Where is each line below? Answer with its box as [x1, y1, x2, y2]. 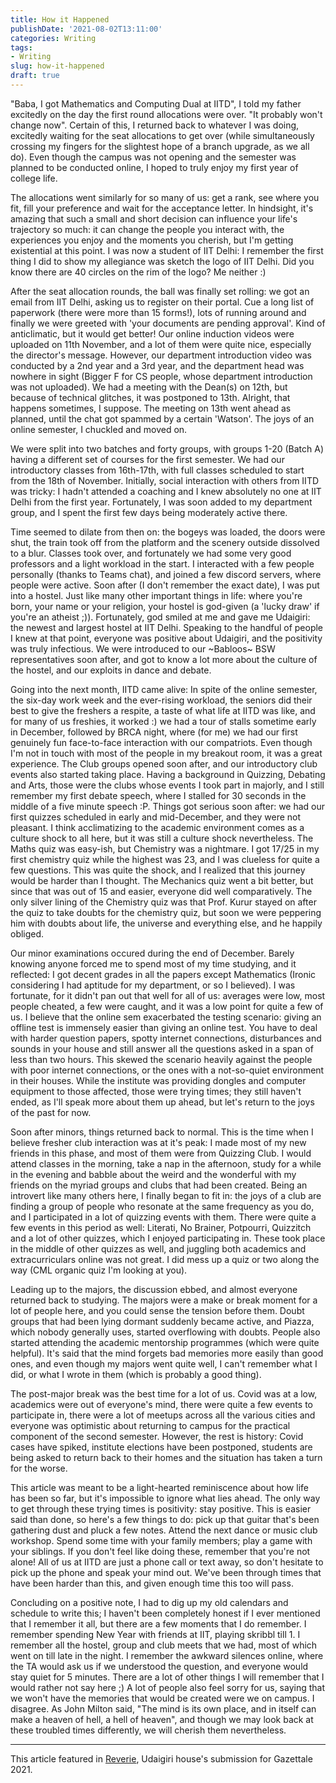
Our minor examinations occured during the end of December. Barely [10, 947, 295, 959]
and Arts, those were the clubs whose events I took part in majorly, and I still [10, 779, 325, 791]
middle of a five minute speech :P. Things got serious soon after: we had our [10, 800, 326, 812]
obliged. [10, 927, 45, 940]
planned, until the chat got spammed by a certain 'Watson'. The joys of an [10, 412, 315, 425]
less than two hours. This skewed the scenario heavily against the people [10, 1053, 313, 1065]
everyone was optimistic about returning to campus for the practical [10, 1419, 291, 1431]
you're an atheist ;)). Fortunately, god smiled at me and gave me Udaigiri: [10, 611, 311, 623]
